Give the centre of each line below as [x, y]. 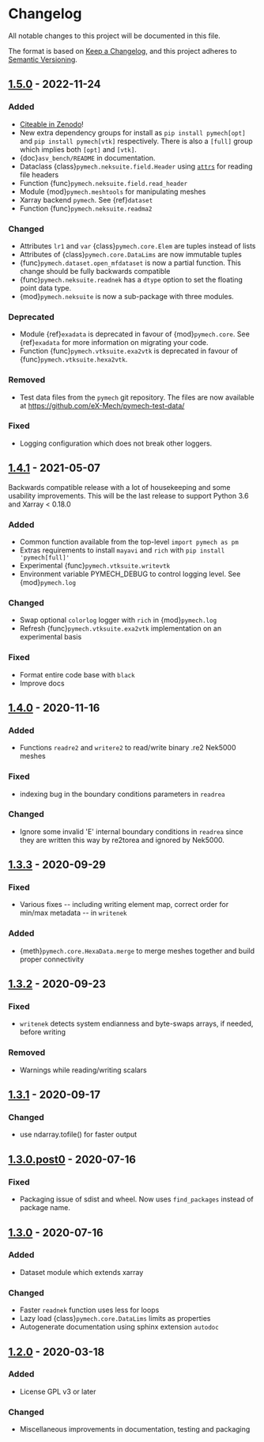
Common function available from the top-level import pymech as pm [129, 541]
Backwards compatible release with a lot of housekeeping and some [119, 487]
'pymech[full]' [45, 558]
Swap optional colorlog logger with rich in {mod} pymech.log [118, 620]
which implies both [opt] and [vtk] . [78, 149]
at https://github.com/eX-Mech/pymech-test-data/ [102, 405]
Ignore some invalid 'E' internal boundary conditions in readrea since [131, 831]
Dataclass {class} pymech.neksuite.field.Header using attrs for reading [136, 166]
